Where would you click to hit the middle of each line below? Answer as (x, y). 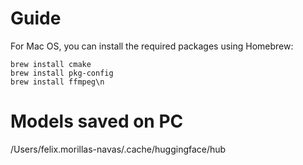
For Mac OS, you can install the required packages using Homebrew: (152, 46)
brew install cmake (51, 64)
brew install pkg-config (62, 73)
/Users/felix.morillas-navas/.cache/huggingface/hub (118, 149)
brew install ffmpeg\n (57, 82)
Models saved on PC (97, 121)
